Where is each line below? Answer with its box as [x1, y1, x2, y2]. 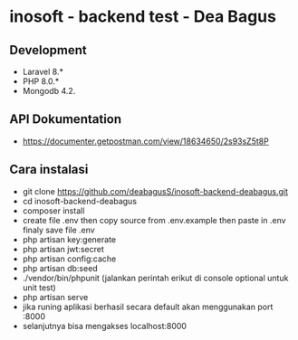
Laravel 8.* [22, 66, 63, 77]
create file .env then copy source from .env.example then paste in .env [22, 214, 287, 225]
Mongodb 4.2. [22, 86, 76, 96]
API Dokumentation [9, 111, 122, 127]
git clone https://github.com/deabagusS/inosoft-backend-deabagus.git [22, 185, 288, 196]
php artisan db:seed [22, 262, 98, 273]
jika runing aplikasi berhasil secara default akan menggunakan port [22, 301, 274, 312]
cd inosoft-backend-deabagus [22, 195, 138, 206]
